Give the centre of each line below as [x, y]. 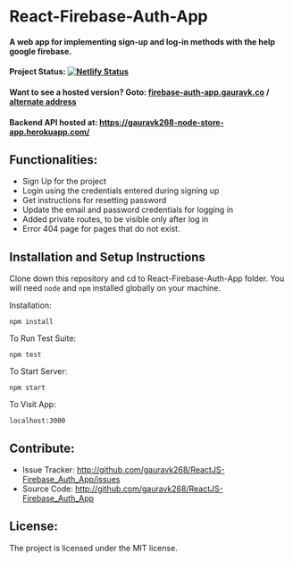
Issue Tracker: [48, 470]
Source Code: [47, 489]
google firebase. [41, 51]
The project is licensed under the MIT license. [94, 548]
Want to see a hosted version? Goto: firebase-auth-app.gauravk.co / [139, 92]
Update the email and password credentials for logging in [128, 210]
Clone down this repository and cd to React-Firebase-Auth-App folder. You [147, 278]
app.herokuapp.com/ [50, 132]
